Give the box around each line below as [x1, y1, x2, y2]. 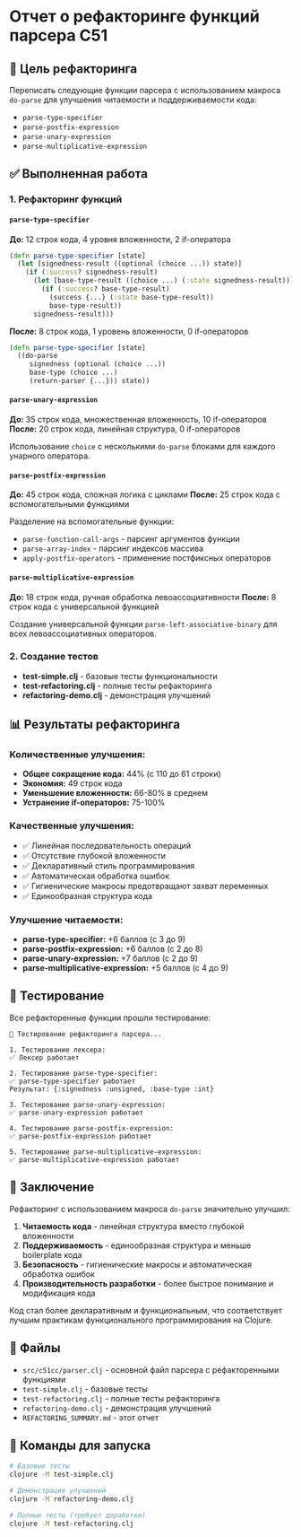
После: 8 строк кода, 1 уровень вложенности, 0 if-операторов [9, 326, 249, 336]
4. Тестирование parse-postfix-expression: [9, 1123, 175, 1132]
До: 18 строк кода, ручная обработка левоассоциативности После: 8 [9, 591, 277, 602]
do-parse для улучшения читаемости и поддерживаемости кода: [9, 94, 257, 105]
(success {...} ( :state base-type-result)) [48, 293, 215, 301]
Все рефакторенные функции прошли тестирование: [9, 1012, 211, 1023]
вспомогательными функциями [9, 499, 130, 510]
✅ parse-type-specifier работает [9, 1077, 136, 1086]
